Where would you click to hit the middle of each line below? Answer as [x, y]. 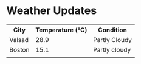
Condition [113, 30]
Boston [19, 49]
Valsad [19, 40]
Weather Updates [52, 11]
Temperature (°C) [61, 30]
